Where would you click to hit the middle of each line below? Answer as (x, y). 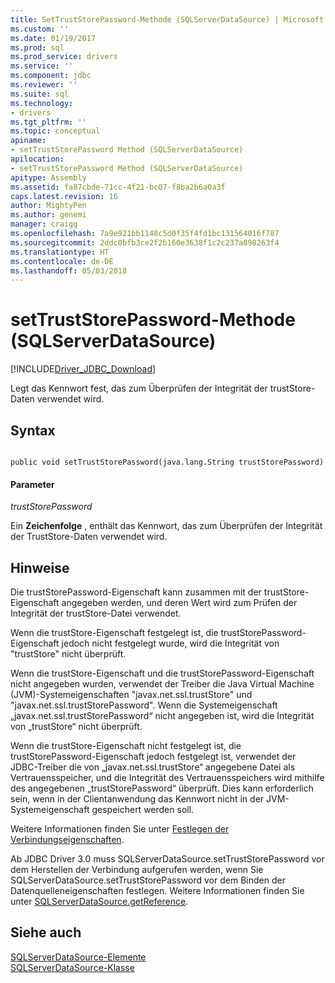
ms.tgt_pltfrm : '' (48, 122)
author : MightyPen (48, 206)
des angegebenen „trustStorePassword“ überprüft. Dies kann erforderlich (162, 788)
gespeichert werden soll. (143, 810)
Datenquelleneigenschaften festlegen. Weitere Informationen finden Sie (157, 891)
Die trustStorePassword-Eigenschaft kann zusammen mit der (136, 592)
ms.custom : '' (40, 29)
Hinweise (40, 567)
